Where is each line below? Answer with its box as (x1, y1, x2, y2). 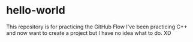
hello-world (6, 4, 66, 17)
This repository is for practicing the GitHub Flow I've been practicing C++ (6, 23, 188, 30)
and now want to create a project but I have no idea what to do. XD (6, 29, 171, 36)
